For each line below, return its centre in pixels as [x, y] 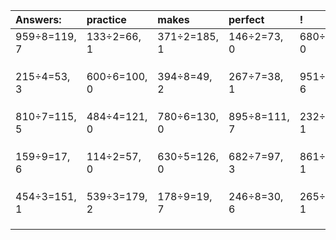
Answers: [38, 19]
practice [106, 19]
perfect [246, 19]
